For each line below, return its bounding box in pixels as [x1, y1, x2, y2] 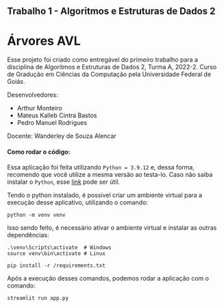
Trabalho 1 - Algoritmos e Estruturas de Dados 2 [7, 5, 216, 17]
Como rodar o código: [7, 147, 71, 156]
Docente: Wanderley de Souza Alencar [7, 132, 116, 140]
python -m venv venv [7, 211, 66, 218]
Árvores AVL [7, 33, 81, 49]
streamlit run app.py [7, 294, 69, 301]
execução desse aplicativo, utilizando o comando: [7, 198, 149, 206]
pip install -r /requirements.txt [7, 262, 106, 269]
